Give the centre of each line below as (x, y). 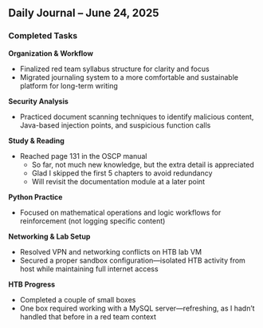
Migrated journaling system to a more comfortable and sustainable (129, 77)
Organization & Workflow (51, 53)
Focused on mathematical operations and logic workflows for (120, 212)
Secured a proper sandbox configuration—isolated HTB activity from (132, 260)
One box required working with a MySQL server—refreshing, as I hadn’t (137, 308)
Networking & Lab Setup (49, 236)
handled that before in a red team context (88, 316)
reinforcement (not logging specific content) (92, 221)
